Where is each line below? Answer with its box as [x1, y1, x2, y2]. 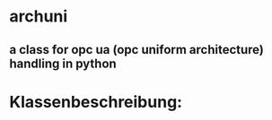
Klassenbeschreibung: [9, 91, 182, 112]
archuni [9, 6, 68, 27]
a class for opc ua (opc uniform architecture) [9, 42, 265, 57]
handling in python [9, 56, 117, 71]
